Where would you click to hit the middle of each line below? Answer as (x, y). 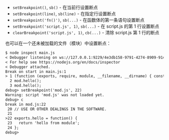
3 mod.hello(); (26, 86)
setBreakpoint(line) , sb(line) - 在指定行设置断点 (64, 14)
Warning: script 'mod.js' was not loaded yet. (55, 95)
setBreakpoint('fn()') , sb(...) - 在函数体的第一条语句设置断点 (78, 20)
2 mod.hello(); (26, 81)
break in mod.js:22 (26, 104)
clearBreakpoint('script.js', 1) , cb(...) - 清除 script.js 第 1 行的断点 (86, 32)
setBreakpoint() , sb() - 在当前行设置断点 (55, 7)
